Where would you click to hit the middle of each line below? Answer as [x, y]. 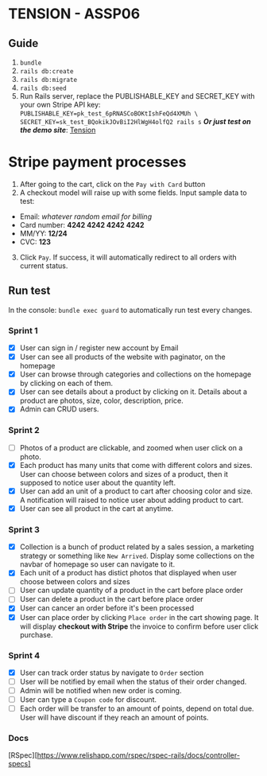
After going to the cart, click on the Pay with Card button [112, 184]
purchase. [36, 634]
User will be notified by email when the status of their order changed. [133, 681]
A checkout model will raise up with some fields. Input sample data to [133, 193]
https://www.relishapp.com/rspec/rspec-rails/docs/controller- [139, 755]
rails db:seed [43, 88]
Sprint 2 [24, 431]
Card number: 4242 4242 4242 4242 [82, 224]
